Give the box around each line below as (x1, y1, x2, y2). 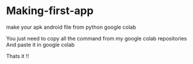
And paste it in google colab (6, 41, 75, 48)
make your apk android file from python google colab (6, 23, 137, 31)
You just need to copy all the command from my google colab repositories (6, 35, 187, 42)
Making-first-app (6, 4, 94, 18)
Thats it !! (6, 52, 29, 59)
